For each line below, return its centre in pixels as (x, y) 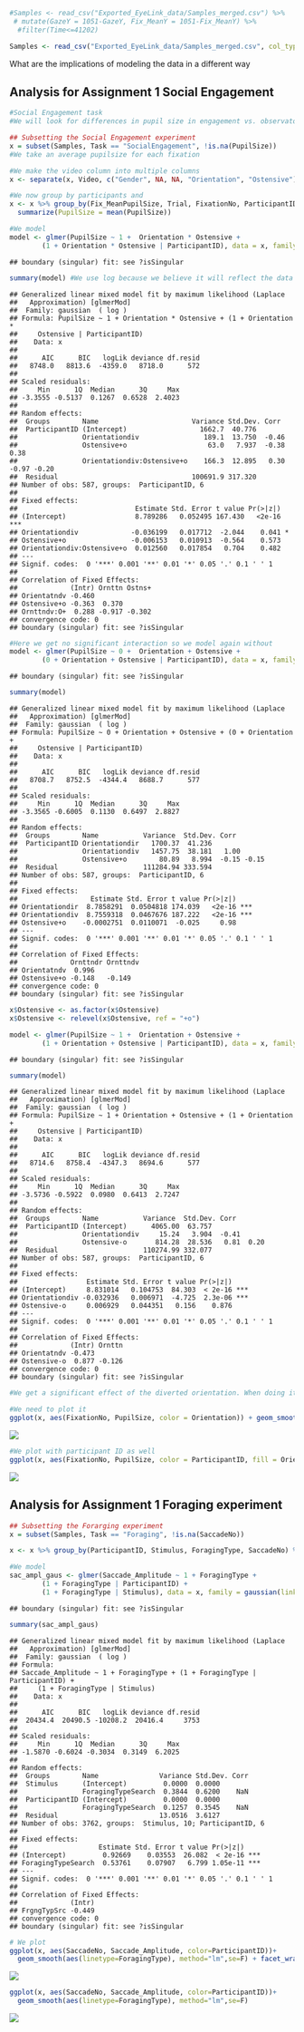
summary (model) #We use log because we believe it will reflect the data (152, 278)
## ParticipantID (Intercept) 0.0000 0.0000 (115, 1799)
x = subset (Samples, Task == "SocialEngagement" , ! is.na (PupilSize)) (143, 146)
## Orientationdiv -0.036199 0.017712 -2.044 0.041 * (149, 532)
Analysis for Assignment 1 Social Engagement (142, 92)
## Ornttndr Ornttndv (75, 963)
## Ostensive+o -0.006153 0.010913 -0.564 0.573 (145, 540)
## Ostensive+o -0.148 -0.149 (70, 979)
